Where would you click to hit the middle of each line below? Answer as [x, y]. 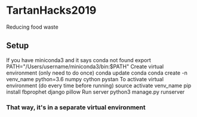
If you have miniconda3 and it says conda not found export [79, 60]
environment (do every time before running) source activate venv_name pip [99, 85]
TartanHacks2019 [51, 10]
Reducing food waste [32, 27]
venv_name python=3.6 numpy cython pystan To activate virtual [85, 79]
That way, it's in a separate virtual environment [76, 107]
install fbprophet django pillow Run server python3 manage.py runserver [96, 92]
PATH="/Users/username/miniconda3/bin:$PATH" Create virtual [85, 66]
